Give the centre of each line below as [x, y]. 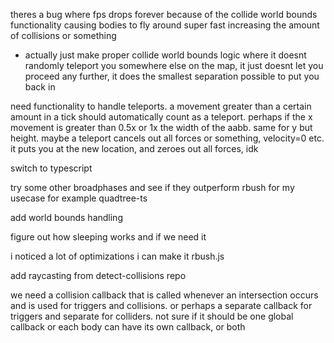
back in [40, 87]
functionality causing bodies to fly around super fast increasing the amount [165, 25]
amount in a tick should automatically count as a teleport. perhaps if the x [161, 117]
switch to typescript [51, 168]
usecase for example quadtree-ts [79, 198]
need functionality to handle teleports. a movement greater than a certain [161, 106]
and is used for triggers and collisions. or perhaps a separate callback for [161, 305]
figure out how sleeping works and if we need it [108, 237]
